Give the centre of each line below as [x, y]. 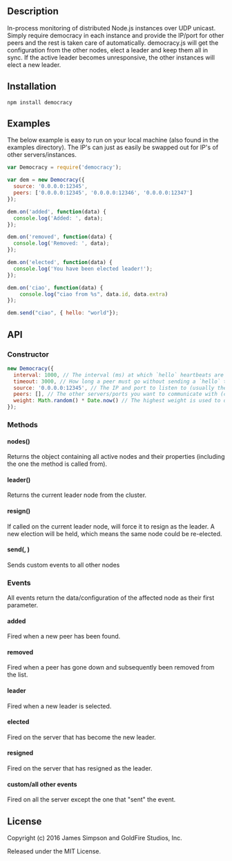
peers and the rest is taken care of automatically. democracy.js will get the [113, 42]
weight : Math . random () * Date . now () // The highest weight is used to [117, 401]
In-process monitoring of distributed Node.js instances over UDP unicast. [112, 28]
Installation [32, 87]
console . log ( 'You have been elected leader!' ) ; [83, 269]
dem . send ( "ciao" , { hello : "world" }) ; [63, 313]
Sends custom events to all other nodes [64, 565]
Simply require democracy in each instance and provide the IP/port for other [116, 35]
